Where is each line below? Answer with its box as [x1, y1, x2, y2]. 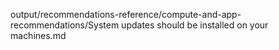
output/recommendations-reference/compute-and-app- [10, 9, 242, 20]
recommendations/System [10, 19, 120, 31]
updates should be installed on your [121, 19, 269, 31]
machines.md [10, 30, 67, 41]
